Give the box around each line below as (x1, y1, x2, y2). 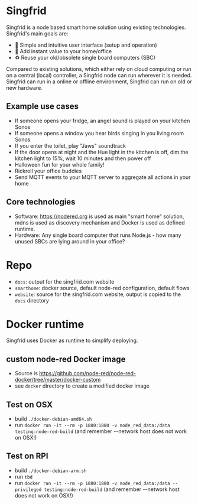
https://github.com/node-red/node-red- (39, 370, 136, 377)
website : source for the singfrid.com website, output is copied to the (14, 291, 181, 298)
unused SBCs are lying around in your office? (14, 238, 125, 245)
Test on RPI (6, 451, 48, 461)
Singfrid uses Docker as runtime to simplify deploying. (6, 337, 138, 344)
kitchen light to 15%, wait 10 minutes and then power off (14, 155, 151, 162)
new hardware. (6, 84, 43, 91)
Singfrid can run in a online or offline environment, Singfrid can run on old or (6, 78, 192, 85)
